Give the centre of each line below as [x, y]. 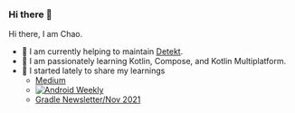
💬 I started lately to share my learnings [93, 71]
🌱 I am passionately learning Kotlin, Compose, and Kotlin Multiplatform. [154, 61]
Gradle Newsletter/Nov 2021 [88, 99]
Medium [50, 80]
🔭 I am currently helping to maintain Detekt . [102, 52]
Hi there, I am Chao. [46, 34]
